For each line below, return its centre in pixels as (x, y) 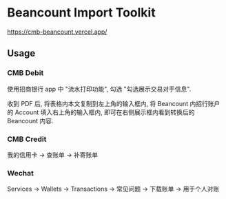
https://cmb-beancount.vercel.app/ (57, 32)
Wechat (21, 173)
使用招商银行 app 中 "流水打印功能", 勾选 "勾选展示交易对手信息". (99, 89)
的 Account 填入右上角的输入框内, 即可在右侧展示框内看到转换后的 (101, 112)
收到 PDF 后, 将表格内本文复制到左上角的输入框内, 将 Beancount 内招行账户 (114, 103)
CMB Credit (27, 139)
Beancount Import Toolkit (82, 13)
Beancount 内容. (30, 121)
